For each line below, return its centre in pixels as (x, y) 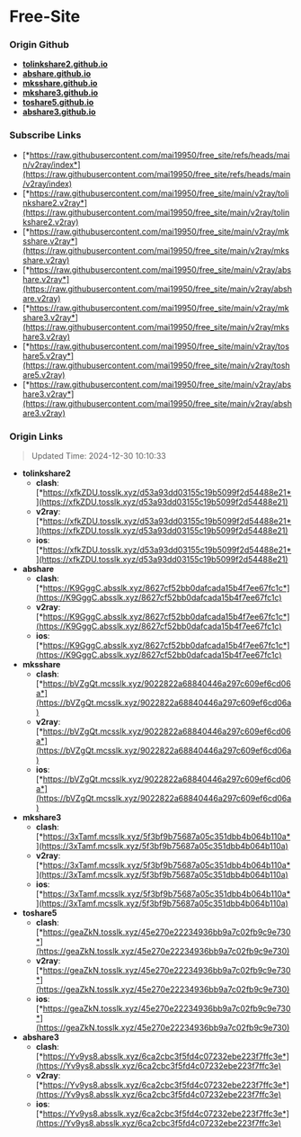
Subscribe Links (45, 135)
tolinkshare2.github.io (65, 64)
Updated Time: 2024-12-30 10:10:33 (98, 456)
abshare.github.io (57, 74)
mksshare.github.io (60, 84)
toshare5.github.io (58, 103)
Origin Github (40, 45)
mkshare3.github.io (60, 93)
